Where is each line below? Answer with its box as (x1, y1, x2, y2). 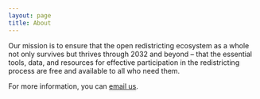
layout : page (8, 11, 52, 20)
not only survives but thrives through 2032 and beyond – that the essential (8, 49, 253, 59)
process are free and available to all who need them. (8, 66, 180, 75)
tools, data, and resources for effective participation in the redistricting (8, 57, 240, 67)
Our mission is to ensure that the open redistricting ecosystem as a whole (8, 40, 250, 50)
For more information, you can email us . (8, 81, 139, 91)
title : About (8, 19, 52, 27)
